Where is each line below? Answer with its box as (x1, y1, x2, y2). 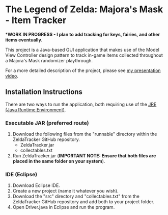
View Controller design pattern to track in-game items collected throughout (5, 52, 163, 58)
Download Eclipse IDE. (12, 182, 60, 188)
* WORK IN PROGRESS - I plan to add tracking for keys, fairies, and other (5, 31, 160, 37)
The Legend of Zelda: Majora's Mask (5, 4, 163, 15)
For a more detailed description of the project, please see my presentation (5, 67, 161, 74)
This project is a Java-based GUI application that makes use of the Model (5, 46, 159, 53)
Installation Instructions (5, 88, 83, 97)
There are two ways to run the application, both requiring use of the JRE (5, 101, 157, 107)
